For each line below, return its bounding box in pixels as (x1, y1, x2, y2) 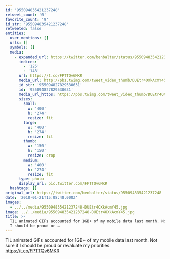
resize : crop (27, 153, 56, 158)
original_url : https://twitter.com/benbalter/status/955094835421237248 (5, 190, 162, 195)
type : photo (18, 176, 44, 182)
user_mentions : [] (10, 36, 49, 41)
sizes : (18, 96, 33, 101)
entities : (5, 31, 26, 36)
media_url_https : (18, 92, 56, 97)
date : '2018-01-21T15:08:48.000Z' (5, 195, 78, 200)
